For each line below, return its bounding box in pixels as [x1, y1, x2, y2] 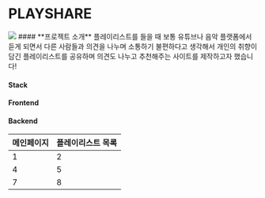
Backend [8, 116, 38, 125]
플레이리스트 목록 [56, 137, 117, 148]
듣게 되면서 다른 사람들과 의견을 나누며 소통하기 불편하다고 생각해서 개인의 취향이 [8, 41, 258, 51]
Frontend [8, 98, 40, 107]
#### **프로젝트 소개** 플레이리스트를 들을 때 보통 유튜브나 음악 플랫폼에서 [17, 32, 252, 41]
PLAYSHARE [8, 5, 93, 23]
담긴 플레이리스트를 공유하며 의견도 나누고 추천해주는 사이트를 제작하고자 [8, 51, 233, 61]
